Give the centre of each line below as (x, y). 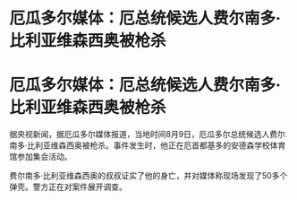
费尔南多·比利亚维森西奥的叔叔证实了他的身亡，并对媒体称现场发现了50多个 (148, 176)
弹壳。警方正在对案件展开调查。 (68, 187)
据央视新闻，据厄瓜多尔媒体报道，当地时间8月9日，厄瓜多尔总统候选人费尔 (148, 135)
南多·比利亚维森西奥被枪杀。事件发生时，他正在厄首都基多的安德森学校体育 (148, 145)
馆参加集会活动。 (41, 157)
